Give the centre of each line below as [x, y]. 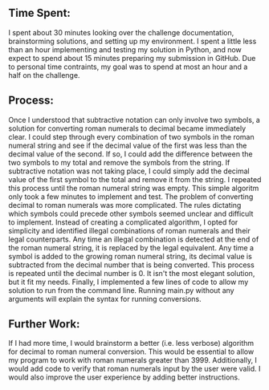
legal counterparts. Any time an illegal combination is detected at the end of [134, 239]
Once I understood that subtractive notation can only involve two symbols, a [134, 120]
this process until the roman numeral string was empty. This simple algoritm [134, 188]
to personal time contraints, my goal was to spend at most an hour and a [128, 67]
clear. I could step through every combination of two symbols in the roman [131, 136]
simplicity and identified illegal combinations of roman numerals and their [129, 230]
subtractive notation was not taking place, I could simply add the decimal [129, 171]
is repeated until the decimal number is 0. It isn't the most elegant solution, [132, 273]
